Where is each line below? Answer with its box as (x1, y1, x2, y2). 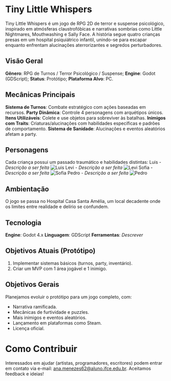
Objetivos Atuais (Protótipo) (5, 247, 96, 255)
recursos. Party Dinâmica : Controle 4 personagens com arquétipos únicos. (5, 109, 164, 115)
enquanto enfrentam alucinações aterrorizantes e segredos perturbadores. (5, 42, 163, 48)
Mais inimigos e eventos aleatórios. (12, 314, 87, 320)
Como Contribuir (5, 343, 77, 355)
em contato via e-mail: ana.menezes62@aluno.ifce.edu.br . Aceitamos (5, 365, 151, 371)
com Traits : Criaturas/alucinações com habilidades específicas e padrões (5, 120, 160, 126)
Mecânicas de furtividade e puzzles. (12, 309, 89, 315)
